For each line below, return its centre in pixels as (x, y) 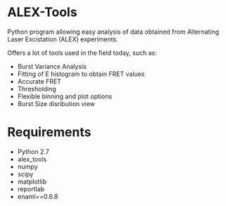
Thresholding (37, 89)
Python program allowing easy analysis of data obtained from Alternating (113, 32)
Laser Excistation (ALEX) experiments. (63, 39)
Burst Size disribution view (56, 103)
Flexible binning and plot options (65, 96)
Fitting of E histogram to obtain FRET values (81, 74)
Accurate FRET (39, 81)
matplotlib (32, 181)
